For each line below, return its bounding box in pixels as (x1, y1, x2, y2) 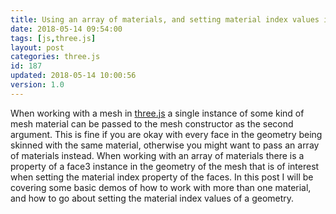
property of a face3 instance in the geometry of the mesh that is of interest (10, 160, 320, 172)
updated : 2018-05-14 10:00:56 (10, 71, 137, 81)
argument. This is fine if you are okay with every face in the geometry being (10, 128, 323, 140)
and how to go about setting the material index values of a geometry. (10, 192, 295, 204)
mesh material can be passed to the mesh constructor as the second (10, 117, 294, 130)
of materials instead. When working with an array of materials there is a (10, 149, 305, 161)
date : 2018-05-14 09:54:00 (10, 24, 123, 34)
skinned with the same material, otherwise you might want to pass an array (10, 139, 320, 151)
